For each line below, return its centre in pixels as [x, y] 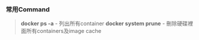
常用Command [28, 9]
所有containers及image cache [64, 31]
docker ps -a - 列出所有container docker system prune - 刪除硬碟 [104, 24]
